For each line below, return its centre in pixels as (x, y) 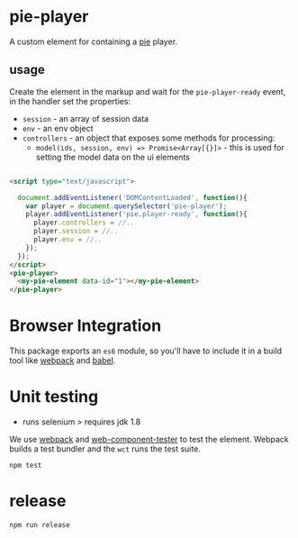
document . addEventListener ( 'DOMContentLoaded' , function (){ (132, 197)
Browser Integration (86, 326)
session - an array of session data (86, 118)
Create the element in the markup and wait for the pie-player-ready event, (148, 91)
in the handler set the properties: (70, 101)
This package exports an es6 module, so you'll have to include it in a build (145, 351)
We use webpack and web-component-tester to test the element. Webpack (149, 439)
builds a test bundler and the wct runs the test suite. (105, 449)
